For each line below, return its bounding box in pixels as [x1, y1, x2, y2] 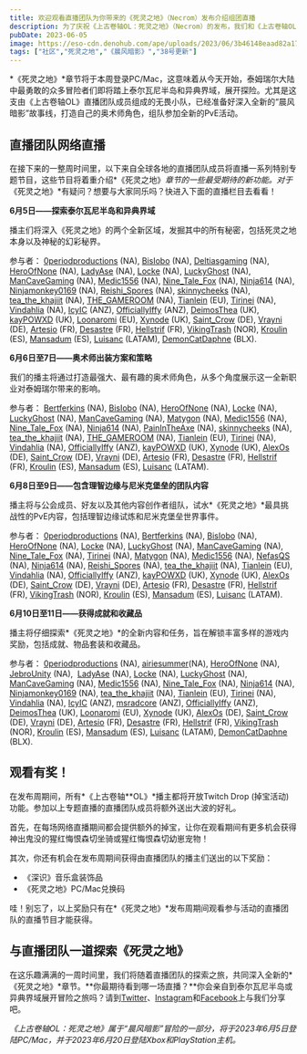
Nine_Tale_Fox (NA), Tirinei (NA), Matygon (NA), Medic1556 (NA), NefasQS [9, 549, 291, 561]
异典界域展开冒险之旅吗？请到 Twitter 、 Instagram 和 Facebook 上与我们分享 [9, 992, 286, 1003]
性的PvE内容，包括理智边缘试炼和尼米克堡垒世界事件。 [16, 510, 224, 521]
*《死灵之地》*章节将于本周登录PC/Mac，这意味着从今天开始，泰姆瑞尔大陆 [9, 74, 295, 85]
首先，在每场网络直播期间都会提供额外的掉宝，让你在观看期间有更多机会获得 [9, 821, 297, 832]
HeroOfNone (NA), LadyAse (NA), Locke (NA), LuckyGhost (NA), [9, 266, 251, 277]
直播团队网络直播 [9, 137, 106, 152]
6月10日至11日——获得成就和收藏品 [9, 608, 143, 619]
